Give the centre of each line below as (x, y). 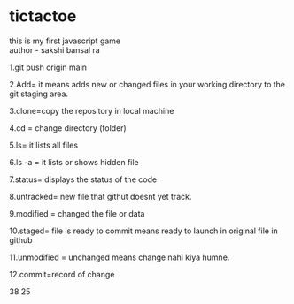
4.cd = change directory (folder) (68, 128)
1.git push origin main (48, 67)
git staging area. (39, 94)
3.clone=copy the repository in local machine (92, 110)
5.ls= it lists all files (43, 145)
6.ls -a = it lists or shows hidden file (74, 162)
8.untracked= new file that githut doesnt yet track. (101, 196)
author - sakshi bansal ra (54, 49)
